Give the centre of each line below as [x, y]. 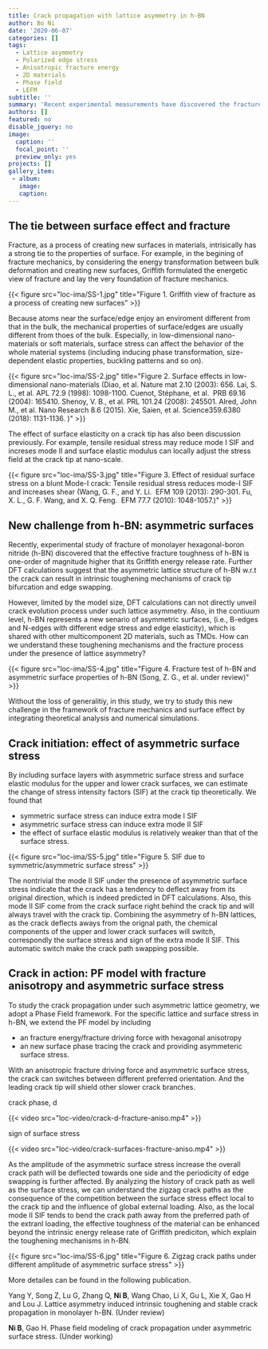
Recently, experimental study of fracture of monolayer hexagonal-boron [126, 545]
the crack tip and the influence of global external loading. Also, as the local [131, 1206]
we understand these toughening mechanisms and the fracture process [126, 645]
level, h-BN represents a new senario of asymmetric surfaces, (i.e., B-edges [133, 620]
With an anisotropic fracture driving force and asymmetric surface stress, [129, 1070]
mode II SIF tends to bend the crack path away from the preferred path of [129, 1215]
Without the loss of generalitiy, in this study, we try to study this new [120, 701]
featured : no [30, 120]
